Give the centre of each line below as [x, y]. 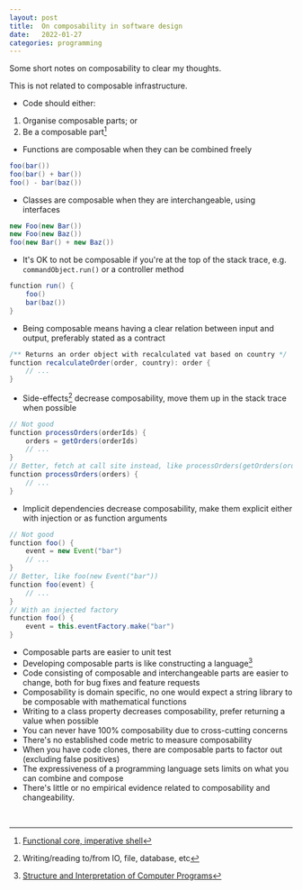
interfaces [41, 209]
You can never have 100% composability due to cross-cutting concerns [155, 730]
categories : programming [56, 43]
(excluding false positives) [71, 758]
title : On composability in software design [96, 26]
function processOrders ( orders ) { [74, 475]
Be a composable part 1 [65, 131]
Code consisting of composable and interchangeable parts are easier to [155, 673]
